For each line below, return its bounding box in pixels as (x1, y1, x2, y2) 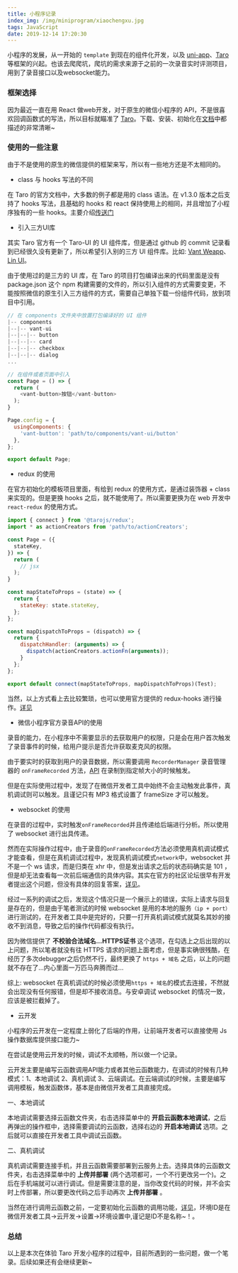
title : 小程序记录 (7, 10, 57, 18)
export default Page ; (7, 456, 72, 463)
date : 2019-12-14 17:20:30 (7, 30, 87, 38)
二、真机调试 (7, 1146, 45, 1154)
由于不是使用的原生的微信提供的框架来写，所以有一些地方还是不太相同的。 (7, 160, 225, 168)
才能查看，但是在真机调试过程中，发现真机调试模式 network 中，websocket (7, 853, 223, 862)
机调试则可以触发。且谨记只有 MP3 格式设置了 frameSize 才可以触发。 (7, 790, 212, 798)
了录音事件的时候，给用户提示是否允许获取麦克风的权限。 (7, 742, 175, 750)
